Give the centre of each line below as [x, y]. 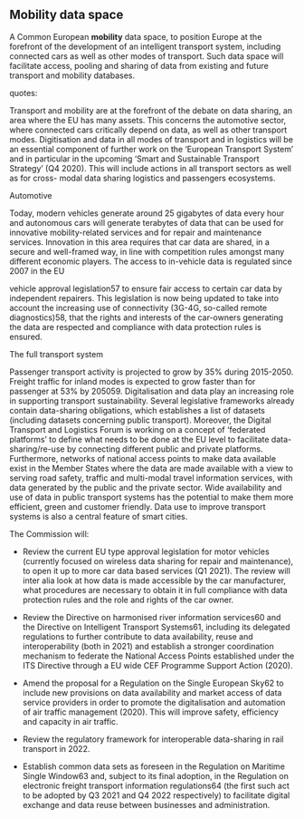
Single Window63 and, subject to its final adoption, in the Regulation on [156, 775]
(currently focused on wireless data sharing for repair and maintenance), [158, 561]
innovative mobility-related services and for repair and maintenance [136, 232]
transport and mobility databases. [72, 75]
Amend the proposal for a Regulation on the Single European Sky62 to [153, 683]
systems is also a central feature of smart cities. [99, 516]
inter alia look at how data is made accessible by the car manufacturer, [154, 580]
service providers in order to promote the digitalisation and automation [154, 702]
